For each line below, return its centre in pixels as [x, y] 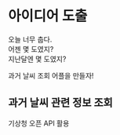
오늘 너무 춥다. [30, 39]
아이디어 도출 [48, 16]
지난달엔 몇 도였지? [37, 59]
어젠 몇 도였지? [31, 49]
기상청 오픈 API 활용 [39, 123]
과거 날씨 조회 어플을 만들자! [51, 75]
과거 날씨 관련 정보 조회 [61, 103]
